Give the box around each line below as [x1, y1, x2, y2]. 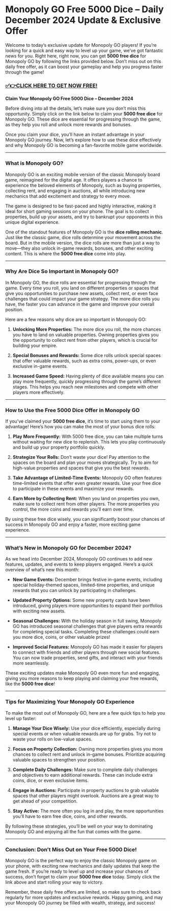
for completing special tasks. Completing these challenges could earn [12, 629, 159, 635]
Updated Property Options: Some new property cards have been [12, 597, 150, 603]
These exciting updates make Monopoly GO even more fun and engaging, [5, 670, 160, 676]
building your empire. [12, 342, 58, 348]
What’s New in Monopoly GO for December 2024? [5, 544, 131, 551]
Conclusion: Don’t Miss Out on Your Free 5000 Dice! [5, 846, 137, 853]
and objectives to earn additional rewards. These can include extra [12, 772, 153, 778]
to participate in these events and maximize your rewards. [12, 486, 134, 492]
